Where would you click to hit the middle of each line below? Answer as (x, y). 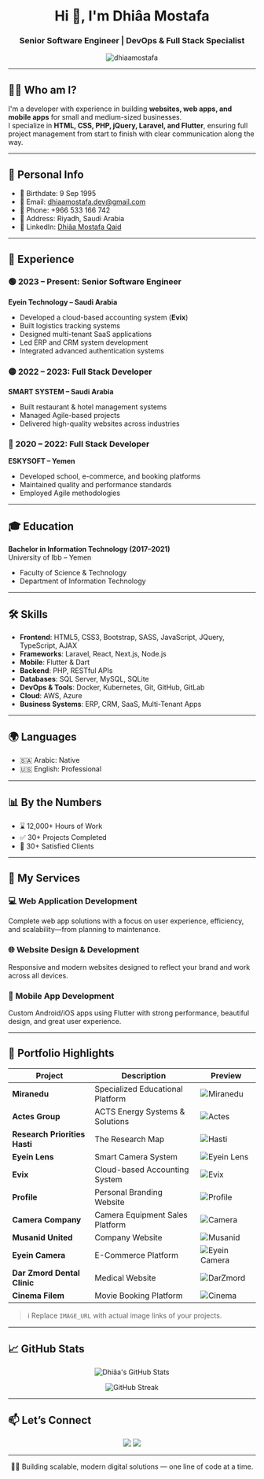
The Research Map (129, 1139)
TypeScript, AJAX (48, 645)
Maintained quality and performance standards (95, 485)
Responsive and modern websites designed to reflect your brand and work (129, 967)
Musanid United (42, 1237)
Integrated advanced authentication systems (92, 350)
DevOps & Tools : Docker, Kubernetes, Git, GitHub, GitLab (112, 687)
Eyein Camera (39, 1255)
